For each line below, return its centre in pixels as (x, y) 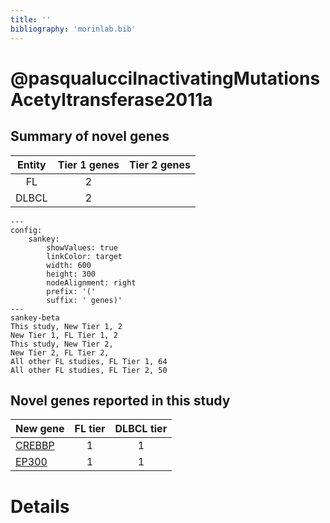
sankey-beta (35, 317)
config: (26, 230)
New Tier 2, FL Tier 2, (60, 352)
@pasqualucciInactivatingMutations (165, 78)
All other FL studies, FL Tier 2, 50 (89, 370)
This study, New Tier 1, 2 (66, 326)
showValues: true (82, 247)
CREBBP (35, 446)
